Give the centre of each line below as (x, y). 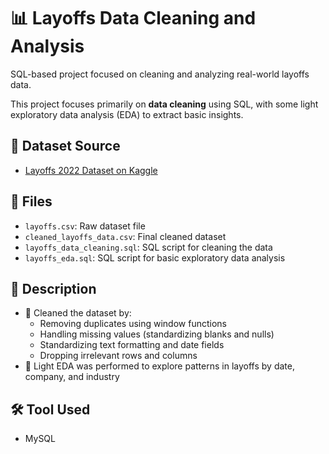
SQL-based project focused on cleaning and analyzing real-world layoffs (160, 74)
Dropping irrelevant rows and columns (118, 356)
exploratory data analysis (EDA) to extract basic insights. (127, 114)
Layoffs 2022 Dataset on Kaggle (91, 170)
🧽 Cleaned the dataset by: (78, 313)
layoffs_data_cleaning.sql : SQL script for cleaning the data (148, 247)
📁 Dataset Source (65, 146)
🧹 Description (53, 288)
